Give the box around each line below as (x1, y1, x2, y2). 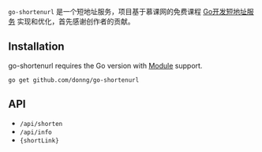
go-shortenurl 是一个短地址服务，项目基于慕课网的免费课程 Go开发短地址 (8, 7, 247, 16)
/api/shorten (19, 120, 63, 128)
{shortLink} (19, 136, 59, 144)
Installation (8, 40, 65, 54)
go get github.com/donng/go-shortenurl (8, 76, 140, 84)
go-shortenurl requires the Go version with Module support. (8, 61, 203, 70)
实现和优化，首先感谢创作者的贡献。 (17, 17, 135, 26)
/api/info (19, 128, 53, 136)
